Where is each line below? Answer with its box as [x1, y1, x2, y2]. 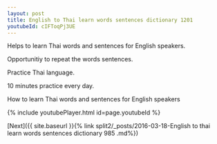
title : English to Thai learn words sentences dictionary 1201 [7, 17, 194, 23]
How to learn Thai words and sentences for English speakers [7, 95, 181, 103]
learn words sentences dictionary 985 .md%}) [7, 129, 139, 138]
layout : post [7, 10, 45, 17]
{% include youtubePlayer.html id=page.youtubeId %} [7, 108, 161, 117]
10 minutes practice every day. [7, 82, 95, 90]
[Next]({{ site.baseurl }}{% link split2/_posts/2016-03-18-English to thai [7, 122, 211, 130]
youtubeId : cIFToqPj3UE [7, 23, 76, 30]
